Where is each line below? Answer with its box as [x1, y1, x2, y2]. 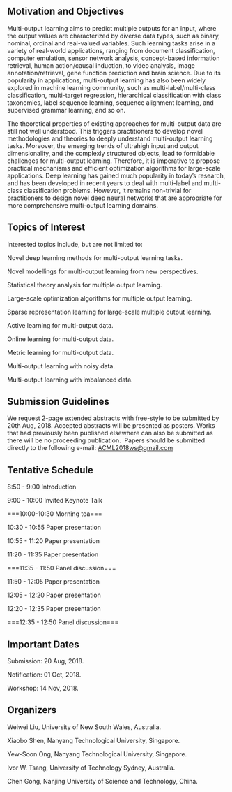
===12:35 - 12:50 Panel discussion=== [7, 618, 119, 626]
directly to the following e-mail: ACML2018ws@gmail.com [7, 444, 173, 452]
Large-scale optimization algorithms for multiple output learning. [7, 294, 192, 303]
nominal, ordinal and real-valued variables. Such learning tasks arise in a [7, 38, 216, 48]
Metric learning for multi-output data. [7, 348, 114, 357]
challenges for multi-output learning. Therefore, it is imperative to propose [7, 157, 221, 165]
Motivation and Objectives [7, 6, 125, 17]
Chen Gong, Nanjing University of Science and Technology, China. [7, 777, 199, 785]
